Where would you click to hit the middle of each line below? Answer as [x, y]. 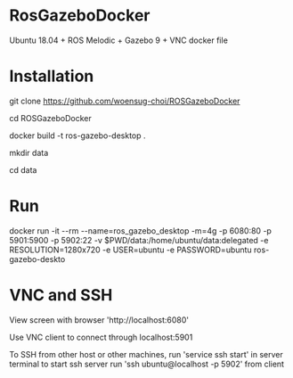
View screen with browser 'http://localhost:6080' [99, 320]
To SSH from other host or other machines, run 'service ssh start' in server [146, 354]
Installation [52, 76]
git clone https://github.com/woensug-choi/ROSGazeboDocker [125, 101]
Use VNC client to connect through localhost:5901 [101, 337]
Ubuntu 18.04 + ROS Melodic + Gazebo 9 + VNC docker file [119, 40]
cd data [23, 169]
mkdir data [29, 152]
